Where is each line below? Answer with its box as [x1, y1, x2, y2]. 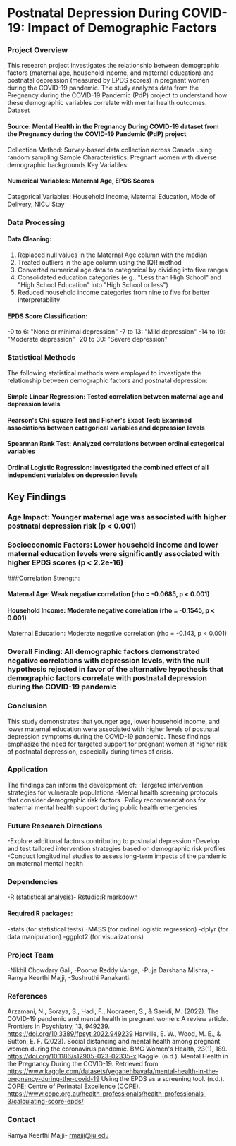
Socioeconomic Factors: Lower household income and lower [7, 540, 218, 550]
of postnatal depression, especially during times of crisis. [7, 747, 174, 756]
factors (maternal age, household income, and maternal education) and [7, 68, 214, 77]
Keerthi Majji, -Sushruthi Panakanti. [28, 973, 131, 982]
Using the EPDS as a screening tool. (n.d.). [101, 1075, 225, 1083]
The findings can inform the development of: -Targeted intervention [7, 780, 204, 789]
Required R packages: [7, 909, 73, 917]
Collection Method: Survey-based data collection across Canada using [7, 145, 213, 154]
